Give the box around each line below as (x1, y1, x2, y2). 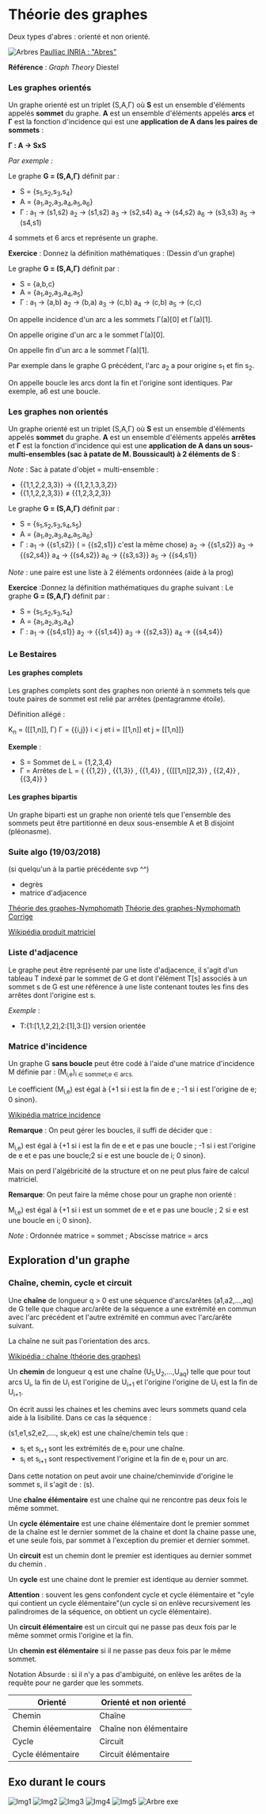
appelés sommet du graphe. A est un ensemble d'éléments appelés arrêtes (8, 433, 256, 442)
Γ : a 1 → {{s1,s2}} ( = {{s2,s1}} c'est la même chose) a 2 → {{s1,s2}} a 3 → (19, 540, 254, 551)
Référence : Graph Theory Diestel (8, 62, 119, 72)
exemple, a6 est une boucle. (8, 386, 101, 397)
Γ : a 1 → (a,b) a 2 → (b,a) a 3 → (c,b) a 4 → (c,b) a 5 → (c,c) (19, 298, 202, 309)
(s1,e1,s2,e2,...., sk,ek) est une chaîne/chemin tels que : (8, 1429, 188, 1438)
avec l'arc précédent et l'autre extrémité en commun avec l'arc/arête (8, 1312, 232, 1322)
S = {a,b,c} (19, 279, 55, 288)
